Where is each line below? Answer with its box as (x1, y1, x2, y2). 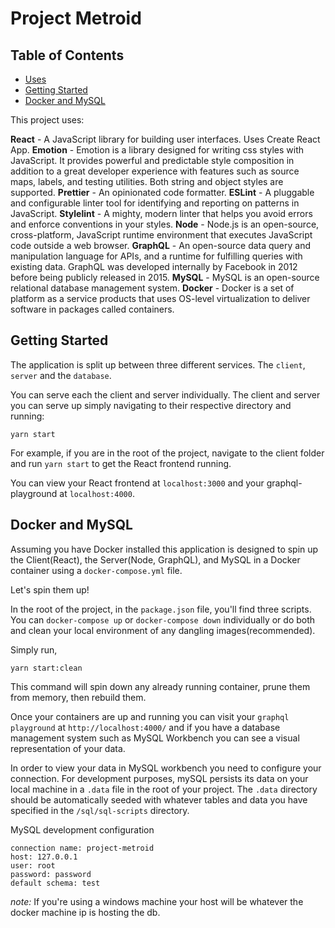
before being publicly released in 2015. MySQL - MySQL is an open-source (10, 272, 320, 283)
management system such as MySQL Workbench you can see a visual (10, 732, 300, 744)
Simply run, (10, 643, 58, 656)
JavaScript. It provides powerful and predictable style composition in (10, 155, 295, 166)
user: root (10, 860, 56, 871)
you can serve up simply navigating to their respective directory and (10, 399, 292, 411)
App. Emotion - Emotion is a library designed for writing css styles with (10, 144, 305, 156)
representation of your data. (10, 742, 126, 754)
